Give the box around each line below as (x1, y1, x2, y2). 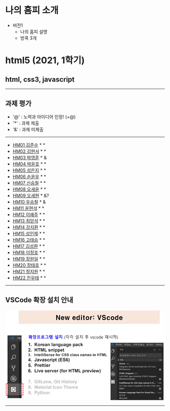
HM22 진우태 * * (12, 274, 47, 281)
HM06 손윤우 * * (12, 173, 47, 180)
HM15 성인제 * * (12, 230, 46, 236)
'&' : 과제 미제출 (12, 126, 44, 132)
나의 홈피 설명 (20, 28, 48, 34)
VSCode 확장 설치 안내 (5, 296, 73, 304)
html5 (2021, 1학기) (5, 55, 85, 66)
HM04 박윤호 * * (12, 160, 47, 167)
